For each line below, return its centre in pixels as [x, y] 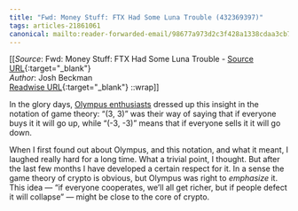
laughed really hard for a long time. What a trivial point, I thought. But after [145, 160]
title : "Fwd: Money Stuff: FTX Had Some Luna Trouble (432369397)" [137, 17]
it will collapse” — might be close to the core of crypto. [110, 197]
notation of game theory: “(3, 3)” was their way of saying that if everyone [143, 114]
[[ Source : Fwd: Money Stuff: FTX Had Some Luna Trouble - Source [132, 59]
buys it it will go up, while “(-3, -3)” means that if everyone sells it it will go [145, 123]
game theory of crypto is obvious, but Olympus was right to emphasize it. [143, 178]
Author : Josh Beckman [51, 78]
